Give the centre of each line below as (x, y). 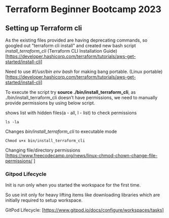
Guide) (110, 51)
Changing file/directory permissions (43, 150)
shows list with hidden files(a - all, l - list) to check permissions (71, 113)
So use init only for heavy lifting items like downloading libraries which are (83, 195)
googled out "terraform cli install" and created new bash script (71, 46)
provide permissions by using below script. (50, 103)
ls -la (12, 122)
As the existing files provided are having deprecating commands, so (76, 40)
